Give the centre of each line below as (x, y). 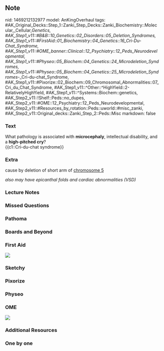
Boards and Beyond (29, 232)
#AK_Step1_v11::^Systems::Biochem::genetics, (92, 92)
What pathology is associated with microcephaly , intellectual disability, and (81, 137)
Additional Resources (31, 330)
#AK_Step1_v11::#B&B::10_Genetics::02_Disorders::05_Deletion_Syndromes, (81, 35)
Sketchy (15, 268)
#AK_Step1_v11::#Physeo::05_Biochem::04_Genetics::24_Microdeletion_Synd (82, 61)
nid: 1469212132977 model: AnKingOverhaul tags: (55, 20)
